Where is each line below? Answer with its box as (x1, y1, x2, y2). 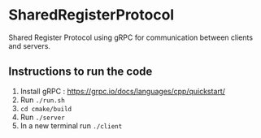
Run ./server (20, 112, 65, 122)
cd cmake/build (20, 105, 72, 113)
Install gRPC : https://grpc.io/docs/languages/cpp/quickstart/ (20, 86, 226, 96)
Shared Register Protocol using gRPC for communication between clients (8, 32, 254, 42)
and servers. (8, 41, 51, 50)
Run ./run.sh (20, 95, 65, 105)
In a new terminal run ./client (20, 120, 123, 131)
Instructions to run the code (8, 65, 153, 79)
